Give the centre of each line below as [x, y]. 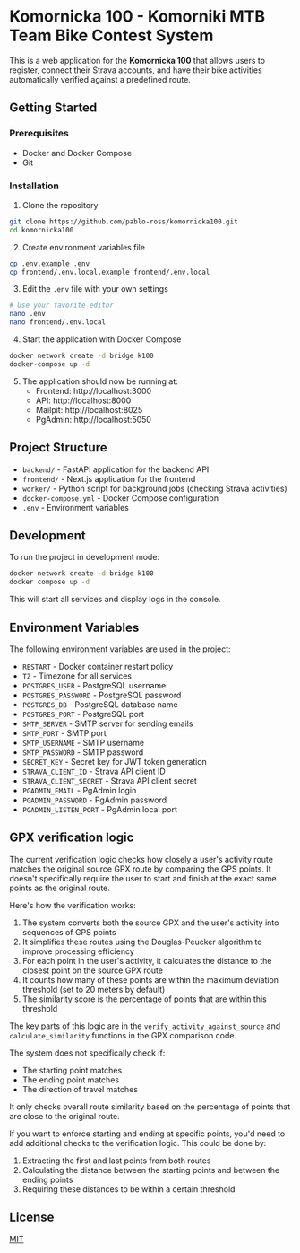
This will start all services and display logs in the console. [115, 600]
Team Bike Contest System [111, 35]
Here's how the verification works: [73, 905]
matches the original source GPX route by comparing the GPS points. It [140, 869]
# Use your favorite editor [62, 306]
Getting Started [53, 108]
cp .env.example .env [50, 263]
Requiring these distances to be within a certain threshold [129, 1189]
